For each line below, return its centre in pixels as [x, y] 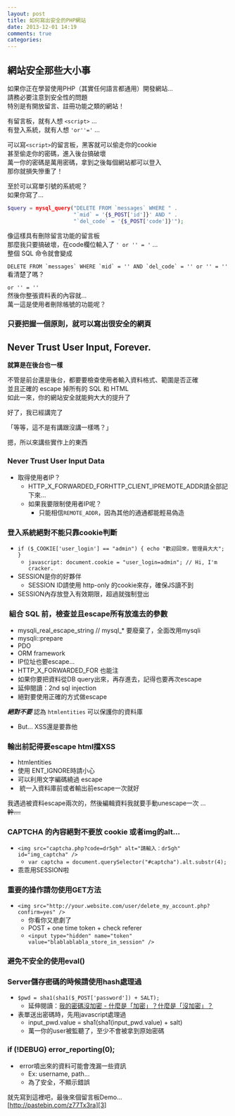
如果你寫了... [26, 195]
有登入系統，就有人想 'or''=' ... [54, 129]
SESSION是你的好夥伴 [50, 576]
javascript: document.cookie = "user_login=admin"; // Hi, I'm [123, 562]
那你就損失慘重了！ [35, 171]
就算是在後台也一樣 [35, 365]
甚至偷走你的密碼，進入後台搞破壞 [57, 153]
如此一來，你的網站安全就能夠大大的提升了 [69, 397]
